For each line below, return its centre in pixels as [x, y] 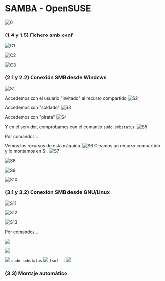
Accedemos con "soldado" [33, 107]
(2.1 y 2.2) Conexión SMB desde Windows [56, 78]
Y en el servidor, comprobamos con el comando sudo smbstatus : [71, 127]
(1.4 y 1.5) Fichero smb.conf [39, 35]
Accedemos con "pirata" [30, 117]
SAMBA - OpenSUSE [48, 9]
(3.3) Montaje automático [36, 273]
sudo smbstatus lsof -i [38, 261]
